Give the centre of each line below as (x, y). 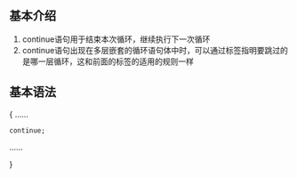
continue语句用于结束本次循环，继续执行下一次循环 (116, 39)
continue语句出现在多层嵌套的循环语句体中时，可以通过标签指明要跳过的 (155, 50)
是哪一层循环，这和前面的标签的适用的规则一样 (108, 61)
